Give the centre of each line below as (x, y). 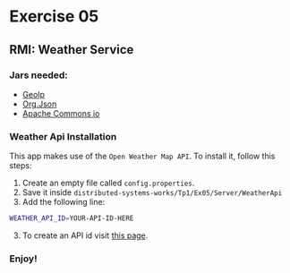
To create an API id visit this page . (85, 235)
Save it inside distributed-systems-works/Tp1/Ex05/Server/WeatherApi (152, 192)
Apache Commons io (61, 113)
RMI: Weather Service (72, 50)
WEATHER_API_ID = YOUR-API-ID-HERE (72, 218)
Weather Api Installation (63, 136)
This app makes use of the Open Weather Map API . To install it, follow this (142, 156)
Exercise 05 (54, 17)
